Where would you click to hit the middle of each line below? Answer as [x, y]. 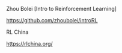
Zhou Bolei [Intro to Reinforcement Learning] [62, 9]
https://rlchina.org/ [29, 44]
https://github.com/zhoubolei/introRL [52, 20]
